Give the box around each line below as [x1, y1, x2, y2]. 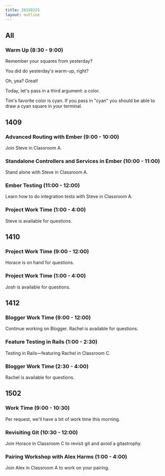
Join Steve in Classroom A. [5, 145, 62, 151]
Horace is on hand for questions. [5, 259, 75, 266]
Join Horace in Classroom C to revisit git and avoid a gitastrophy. [5, 440, 142, 447]
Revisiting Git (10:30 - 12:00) [5, 429, 78, 436]
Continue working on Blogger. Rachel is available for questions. [5, 325, 138, 332]
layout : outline [5, 12, 40, 17]
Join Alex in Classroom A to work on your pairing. [5, 465, 110, 471]
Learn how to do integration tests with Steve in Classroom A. [5, 194, 133, 200]
